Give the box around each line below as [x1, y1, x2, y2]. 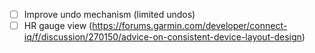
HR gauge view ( [23, 20, 93, 32]
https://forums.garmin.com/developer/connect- [92, 20, 288, 32]
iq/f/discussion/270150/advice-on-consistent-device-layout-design [23, 31, 302, 43]
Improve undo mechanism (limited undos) [23, 9, 196, 20]
